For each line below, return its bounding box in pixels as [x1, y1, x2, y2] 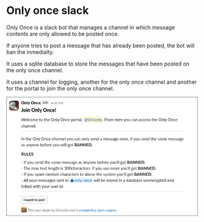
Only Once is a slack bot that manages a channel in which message [6, 24, 175, 31]
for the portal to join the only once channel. [6, 84, 114, 92]
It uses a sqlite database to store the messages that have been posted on [6, 60, 190, 67]
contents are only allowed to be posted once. [6, 30, 120, 37]
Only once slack [6, 4, 89, 18]
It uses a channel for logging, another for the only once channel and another [6, 78, 197, 86]
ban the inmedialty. [6, 48, 55, 55]
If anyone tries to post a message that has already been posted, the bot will [6, 42, 195, 49]
